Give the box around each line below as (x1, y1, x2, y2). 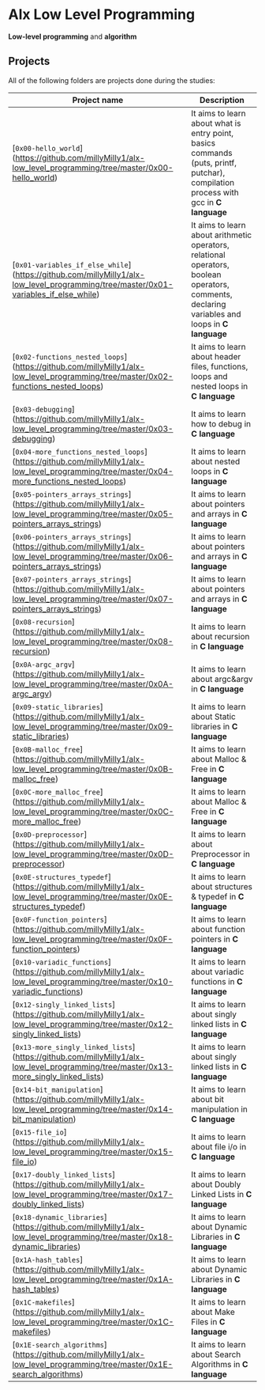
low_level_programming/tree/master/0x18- (12, 1231, 174, 1242)
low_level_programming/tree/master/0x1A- (12, 1274, 174, 1285)
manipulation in (191, 1104, 248, 1115)
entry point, (191, 127, 234, 138)
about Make (191, 1306, 235, 1317)
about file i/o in (191, 1141, 247, 1152)
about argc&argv (191, 673, 253, 684)
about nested (191, 456, 241, 467)
